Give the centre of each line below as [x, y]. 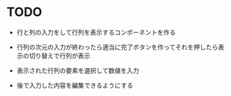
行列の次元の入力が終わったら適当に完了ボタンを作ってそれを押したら [117, 47]
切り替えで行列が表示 [60, 56]
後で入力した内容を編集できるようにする [75, 85]
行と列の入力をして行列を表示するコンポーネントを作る [96, 32]
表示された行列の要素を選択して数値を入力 [78, 70]
